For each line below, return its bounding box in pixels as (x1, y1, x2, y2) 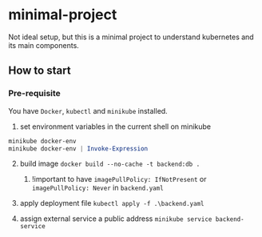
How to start (8, 64, 71, 78)
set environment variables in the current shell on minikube (19, 122, 212, 131)
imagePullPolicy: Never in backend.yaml (31, 183, 164, 193)
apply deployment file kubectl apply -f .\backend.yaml (19, 199, 204, 208)
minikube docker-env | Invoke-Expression (8, 144, 149, 153)
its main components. (8, 40, 80, 50)
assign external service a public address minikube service (19, 214, 212, 223)
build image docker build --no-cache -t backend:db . (19, 159, 200, 169)
